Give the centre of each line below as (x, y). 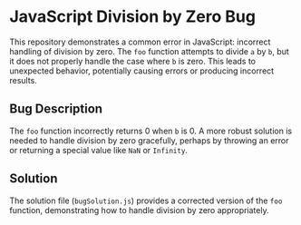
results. (24, 80)
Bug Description (56, 109)
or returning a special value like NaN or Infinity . (99, 150)
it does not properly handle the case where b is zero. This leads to (133, 61)
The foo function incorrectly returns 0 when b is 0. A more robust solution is (151, 131)
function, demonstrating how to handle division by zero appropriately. (139, 210)
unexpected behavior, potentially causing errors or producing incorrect (142, 71)
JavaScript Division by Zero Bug (133, 17)
